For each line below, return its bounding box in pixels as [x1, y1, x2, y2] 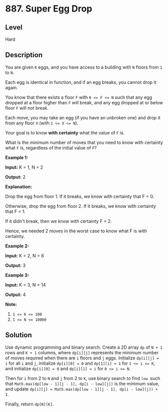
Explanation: [5, 184, 33, 190]
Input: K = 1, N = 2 [5, 164, 44, 170]
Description [5, 51, 43, 59]
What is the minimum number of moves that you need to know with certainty [5, 139, 163, 146]
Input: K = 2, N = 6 [5, 252, 44, 258]
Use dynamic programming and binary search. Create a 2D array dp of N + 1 [5, 344, 163, 350]
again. [5, 84, 19, 90]
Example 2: [5, 243, 29, 249]
